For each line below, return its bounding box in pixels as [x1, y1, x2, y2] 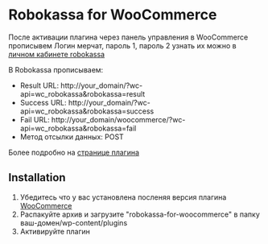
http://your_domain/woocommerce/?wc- [51, 114, 186, 124]
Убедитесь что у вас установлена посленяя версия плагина [19, 192, 227, 202]
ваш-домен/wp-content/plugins [19, 217, 128, 227]
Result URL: [19, 81, 59, 90]
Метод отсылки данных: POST [19, 131, 125, 142]
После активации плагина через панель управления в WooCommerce [8, 32, 249, 42]
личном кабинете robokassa [8, 49, 105, 59]
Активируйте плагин [19, 226, 91, 236]
